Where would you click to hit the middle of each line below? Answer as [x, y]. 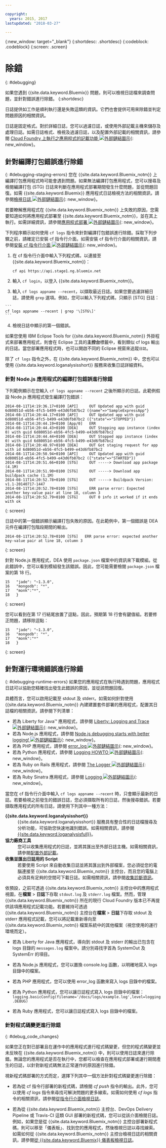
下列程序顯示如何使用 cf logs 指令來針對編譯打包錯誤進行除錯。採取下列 [79, 233]
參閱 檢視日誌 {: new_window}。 [53, 199]
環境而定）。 [17, 931]
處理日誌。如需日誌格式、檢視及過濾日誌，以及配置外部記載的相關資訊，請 [81, 132]
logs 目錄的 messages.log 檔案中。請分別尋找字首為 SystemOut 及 [79, 948]
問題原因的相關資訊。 [27, 116]
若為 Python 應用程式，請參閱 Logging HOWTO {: [78, 752]
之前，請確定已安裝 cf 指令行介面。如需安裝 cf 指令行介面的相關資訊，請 [83, 239]
